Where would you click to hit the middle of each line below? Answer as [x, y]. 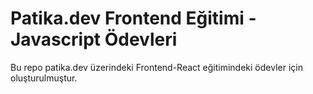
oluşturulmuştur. [44, 78]
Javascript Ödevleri [94, 39]
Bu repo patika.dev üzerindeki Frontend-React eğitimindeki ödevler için [156, 67]
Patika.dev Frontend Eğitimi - [133, 18]
